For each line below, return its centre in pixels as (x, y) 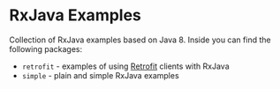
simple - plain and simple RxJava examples (100, 75)
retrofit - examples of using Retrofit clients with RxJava (125, 66)
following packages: (46, 48)
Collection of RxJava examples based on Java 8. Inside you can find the (140, 40)
